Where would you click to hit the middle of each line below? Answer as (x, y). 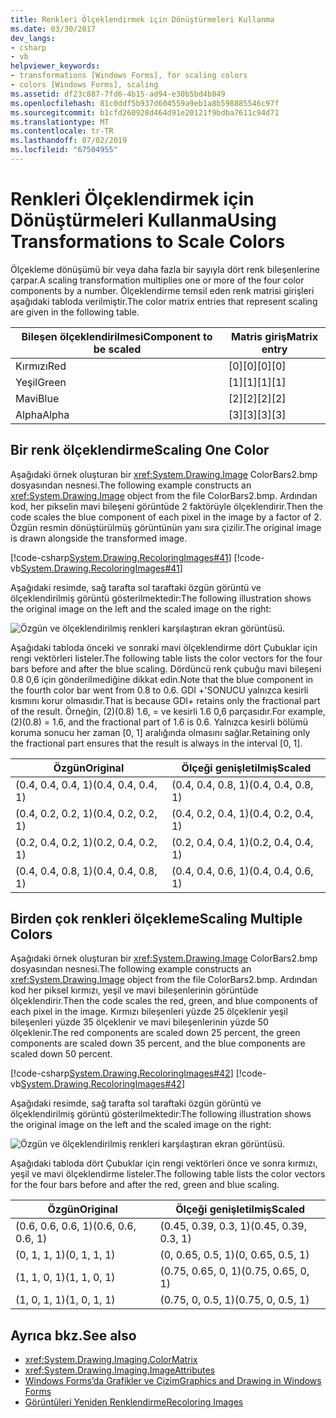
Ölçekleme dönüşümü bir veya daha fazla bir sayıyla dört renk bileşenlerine (165, 269)
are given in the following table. (75, 312)
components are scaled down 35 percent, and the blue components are (158, 1043)
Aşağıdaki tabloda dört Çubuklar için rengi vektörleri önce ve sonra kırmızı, (164, 1163)
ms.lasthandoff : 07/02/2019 (69, 141)
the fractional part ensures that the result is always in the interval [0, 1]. (156, 743)
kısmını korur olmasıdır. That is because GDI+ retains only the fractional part (165, 700)
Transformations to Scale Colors (148, 242)
